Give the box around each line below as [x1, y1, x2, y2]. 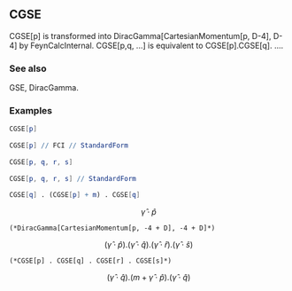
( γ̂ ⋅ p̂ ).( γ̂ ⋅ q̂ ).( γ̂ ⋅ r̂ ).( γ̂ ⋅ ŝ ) [104, 240, 194, 250]
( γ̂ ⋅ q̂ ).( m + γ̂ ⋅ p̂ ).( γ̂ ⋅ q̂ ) [106, 272, 191, 283]
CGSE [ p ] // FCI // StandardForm [9, 141, 128, 150]
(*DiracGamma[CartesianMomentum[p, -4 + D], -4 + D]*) [9, 224, 216, 233]
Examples [9, 105, 53, 117]
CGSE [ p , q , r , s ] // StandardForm [9, 174, 137, 183]
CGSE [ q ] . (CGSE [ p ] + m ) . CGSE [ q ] [9, 191, 141, 200]
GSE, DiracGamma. [9, 83, 80, 93]
